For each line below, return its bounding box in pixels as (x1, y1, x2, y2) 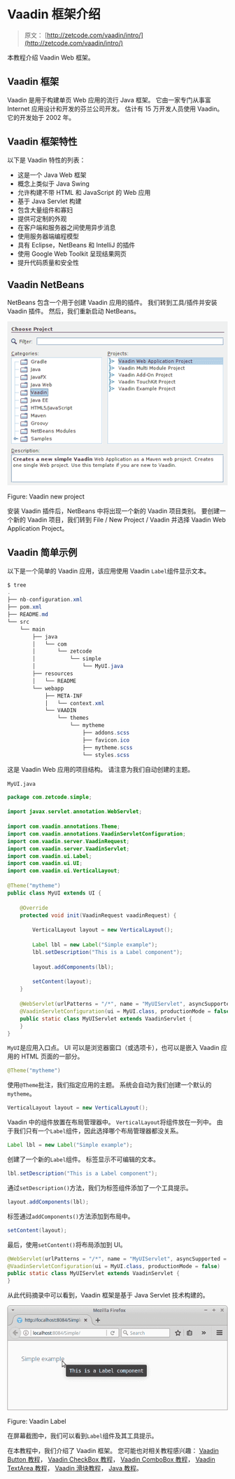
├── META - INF (44, 692, 83, 700)
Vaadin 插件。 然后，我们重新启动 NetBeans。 (7, 307, 140, 315)
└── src (7, 618, 30, 625)
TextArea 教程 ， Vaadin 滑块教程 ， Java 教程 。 (7, 1464, 143, 1473)
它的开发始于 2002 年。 (7, 113, 76, 121)
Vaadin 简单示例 (7, 547, 78, 559)
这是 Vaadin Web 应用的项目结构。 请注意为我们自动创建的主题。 (7, 765, 194, 773)
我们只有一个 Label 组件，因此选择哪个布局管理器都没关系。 (13, 1126, 183, 1136)
